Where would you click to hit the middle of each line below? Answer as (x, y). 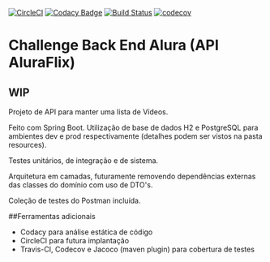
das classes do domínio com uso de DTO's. (81, 185)
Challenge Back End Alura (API (114, 45)
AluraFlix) (42, 63)
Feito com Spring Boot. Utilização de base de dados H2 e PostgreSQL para (133, 127)
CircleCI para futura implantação (75, 241)
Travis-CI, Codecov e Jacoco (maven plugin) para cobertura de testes (137, 249)
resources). (28, 145)
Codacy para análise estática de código (86, 232)
